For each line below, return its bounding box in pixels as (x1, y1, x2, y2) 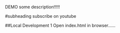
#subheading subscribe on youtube (5, 13, 76, 19)
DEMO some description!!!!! (5, 4, 60, 10)
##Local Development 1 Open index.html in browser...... (5, 22, 116, 28)
